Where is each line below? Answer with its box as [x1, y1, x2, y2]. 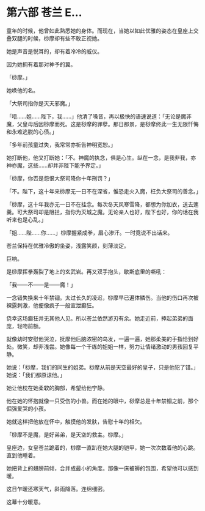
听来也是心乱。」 [6, 215, 47, 223]
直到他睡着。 [6, 451, 38, 459]
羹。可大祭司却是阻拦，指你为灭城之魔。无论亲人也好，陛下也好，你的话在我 [6, 208, 199, 215]
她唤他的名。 [6, 86, 38, 94]
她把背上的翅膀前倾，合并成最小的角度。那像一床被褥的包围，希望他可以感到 [6, 464, 199, 472]
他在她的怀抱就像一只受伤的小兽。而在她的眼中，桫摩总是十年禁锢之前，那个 [6, 397, 199, 405]
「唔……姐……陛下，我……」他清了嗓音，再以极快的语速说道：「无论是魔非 [6, 113, 192, 120]
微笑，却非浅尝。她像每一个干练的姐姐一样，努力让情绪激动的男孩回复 [16, 343, 193, 350]
